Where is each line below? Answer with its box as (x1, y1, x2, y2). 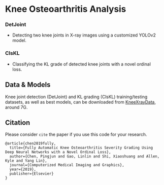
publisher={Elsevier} (9, 171, 54, 176)
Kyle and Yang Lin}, (5, 158, 48, 163)
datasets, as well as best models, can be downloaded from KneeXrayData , (5, 99, 156, 105)
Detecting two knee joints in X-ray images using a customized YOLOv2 (12, 32, 156, 38)
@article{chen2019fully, (5, 141, 56, 146)
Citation (5, 118, 31, 127)
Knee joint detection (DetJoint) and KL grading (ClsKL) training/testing (5, 94, 148, 100)
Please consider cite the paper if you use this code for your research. (5, 132, 147, 138)
